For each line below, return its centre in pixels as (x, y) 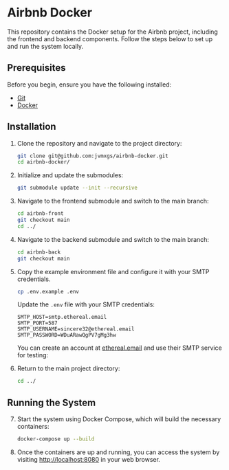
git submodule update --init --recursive (77, 188)
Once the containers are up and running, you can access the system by (118, 452)
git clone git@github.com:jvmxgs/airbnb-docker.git (92, 156)
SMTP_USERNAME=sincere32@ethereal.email (76, 329)
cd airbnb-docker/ (43, 162)
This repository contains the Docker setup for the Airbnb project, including (112, 32)
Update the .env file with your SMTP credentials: (86, 304)
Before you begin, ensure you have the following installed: (89, 85)
